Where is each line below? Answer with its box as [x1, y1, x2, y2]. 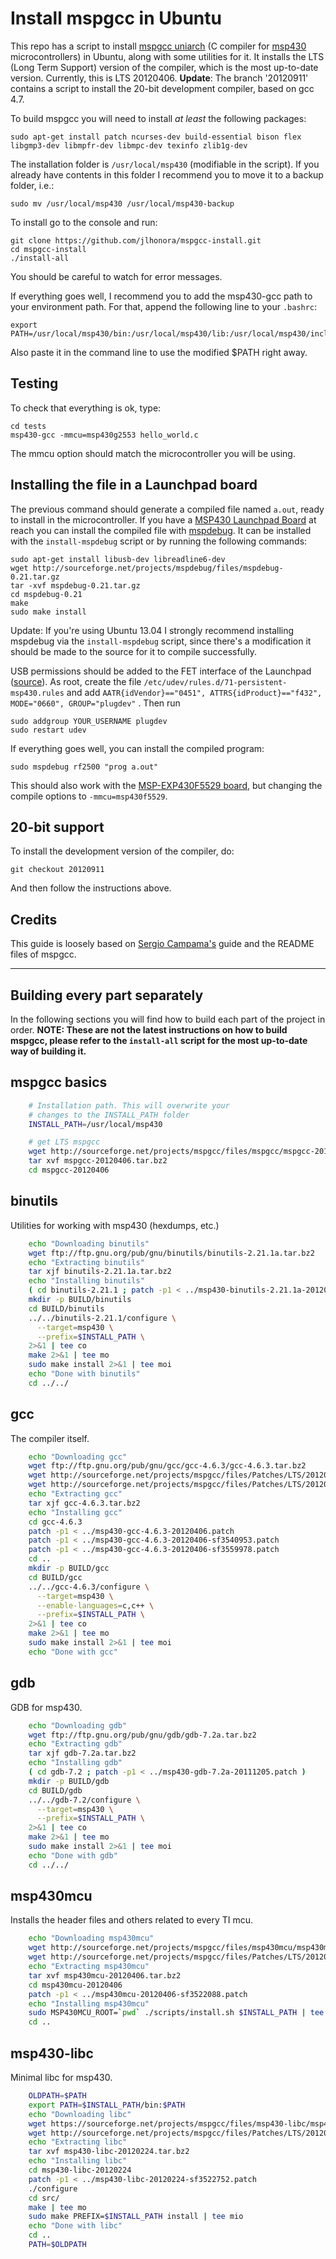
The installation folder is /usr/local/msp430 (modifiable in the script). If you [10, 158, 320, 170]
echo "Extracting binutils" [28, 1257, 145, 1267]
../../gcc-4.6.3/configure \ [28, 1582, 150, 1592]
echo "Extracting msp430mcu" [28, 1962, 150, 1972]
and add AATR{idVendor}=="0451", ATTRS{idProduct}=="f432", [66, 686, 323, 698]
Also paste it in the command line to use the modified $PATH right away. [10, 346, 308, 358]
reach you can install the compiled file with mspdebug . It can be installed [10, 524, 312, 536]
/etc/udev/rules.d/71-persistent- [143, 677, 288, 687]
